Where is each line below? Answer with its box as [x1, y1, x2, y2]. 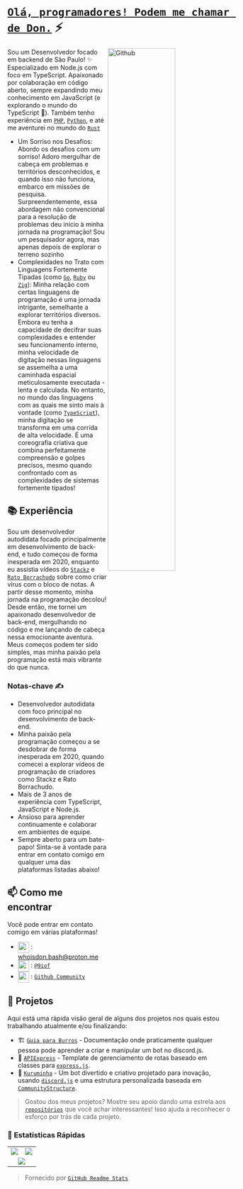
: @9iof [30, 961, 51, 969]
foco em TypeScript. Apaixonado [7, 70, 103, 79]
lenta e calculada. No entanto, [17, 385, 106, 394]
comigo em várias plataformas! [7, 928, 98, 936]
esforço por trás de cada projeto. [24, 1112, 122, 1121]
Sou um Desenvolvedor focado [7, 47, 98, 56]
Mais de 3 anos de [17, 790, 72, 799]
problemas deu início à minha [17, 220, 104, 228]
